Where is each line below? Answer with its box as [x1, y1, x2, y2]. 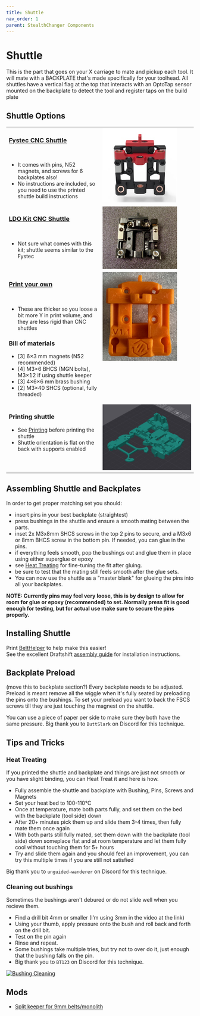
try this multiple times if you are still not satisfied [14, 856, 134, 863]
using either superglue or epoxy [14, 555, 93, 562]
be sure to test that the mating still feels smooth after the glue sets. [14, 568, 179, 575]
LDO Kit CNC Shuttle [8, 215, 70, 223]
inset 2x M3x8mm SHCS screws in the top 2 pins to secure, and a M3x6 [14, 530, 192, 537]
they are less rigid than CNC [17, 318, 86, 325]
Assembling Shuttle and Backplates [6, 484, 141, 494]
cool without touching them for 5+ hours [14, 844, 114, 851]
